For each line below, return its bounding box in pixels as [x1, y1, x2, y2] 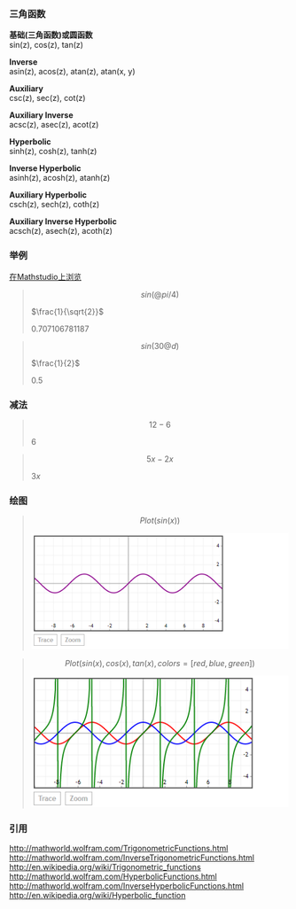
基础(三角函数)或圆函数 [9, 29, 93, 41]
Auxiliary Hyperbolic [9, 190, 87, 200]
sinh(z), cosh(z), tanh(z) [9, 146, 97, 157]
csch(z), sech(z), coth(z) [9, 199, 100, 210]
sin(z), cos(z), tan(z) [9, 40, 84, 50]
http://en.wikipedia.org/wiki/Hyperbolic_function [9, 890, 186, 901]
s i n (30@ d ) [140, 340, 180, 351]
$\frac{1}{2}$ [30, 357, 81, 369]
